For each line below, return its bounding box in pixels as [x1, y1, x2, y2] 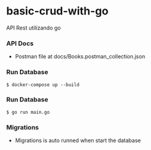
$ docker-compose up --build [6, 81, 80, 88]
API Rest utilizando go [6, 24, 61, 31]
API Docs [6, 39, 34, 48]
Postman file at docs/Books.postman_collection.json [14, 53, 146, 60]
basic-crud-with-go [6, 4, 109, 18]
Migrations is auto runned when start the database [14, 137, 141, 144]
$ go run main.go [6, 109, 50, 115]
